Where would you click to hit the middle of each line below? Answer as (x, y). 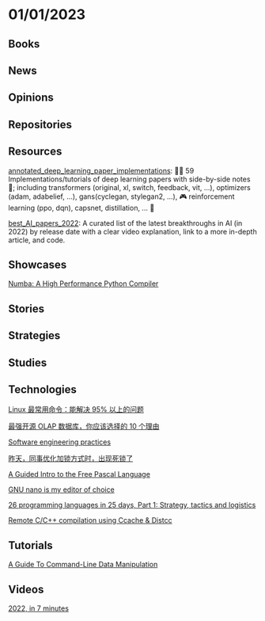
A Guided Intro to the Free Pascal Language (79, 474)
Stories (26, 309)
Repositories (40, 124)
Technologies (43, 389)
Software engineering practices (60, 442)
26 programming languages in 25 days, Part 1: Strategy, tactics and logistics (132, 505)
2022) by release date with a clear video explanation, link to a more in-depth (132, 231)
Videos (26, 589)
